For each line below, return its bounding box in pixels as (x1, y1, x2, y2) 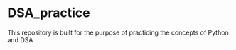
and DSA (7, 35, 33, 44)
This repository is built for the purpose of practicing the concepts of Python (7, 28, 229, 37)
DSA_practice (7, 5, 90, 21)
